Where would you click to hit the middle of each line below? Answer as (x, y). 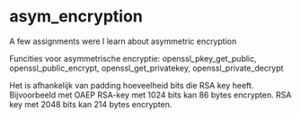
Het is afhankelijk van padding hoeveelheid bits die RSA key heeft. (132, 85)
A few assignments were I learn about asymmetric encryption (123, 41)
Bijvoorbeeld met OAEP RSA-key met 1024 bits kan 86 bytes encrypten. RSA (150, 95)
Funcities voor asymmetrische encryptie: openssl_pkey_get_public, (133, 58)
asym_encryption (76, 17)
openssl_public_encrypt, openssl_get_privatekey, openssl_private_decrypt (146, 68)
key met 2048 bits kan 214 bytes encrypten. (91, 104)
